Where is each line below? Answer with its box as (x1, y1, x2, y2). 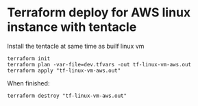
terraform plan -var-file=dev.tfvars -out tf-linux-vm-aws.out (7, 61, 192, 68)
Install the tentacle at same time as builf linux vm (7, 42, 145, 50)
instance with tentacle (7, 19, 137, 35)
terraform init (7, 55, 51, 62)
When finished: (7, 79, 50, 87)
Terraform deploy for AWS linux (7, 5, 191, 21)
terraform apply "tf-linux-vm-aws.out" (7, 67, 121, 74)
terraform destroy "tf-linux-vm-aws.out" (7, 92, 127, 99)
